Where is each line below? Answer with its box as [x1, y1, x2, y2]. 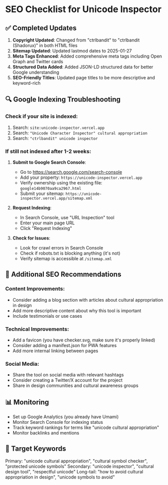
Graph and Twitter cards [12, 59, 64, 64]
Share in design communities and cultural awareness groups [12, 382, 139, 389]
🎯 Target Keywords [5, 445, 67, 453]
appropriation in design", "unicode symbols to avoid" [5, 474, 115, 480]
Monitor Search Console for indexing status [12, 419, 103, 425]
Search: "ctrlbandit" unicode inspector [12, 135, 98, 141]
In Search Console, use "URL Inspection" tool [20, 214, 115, 220]
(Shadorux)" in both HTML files [12, 42, 78, 48]
